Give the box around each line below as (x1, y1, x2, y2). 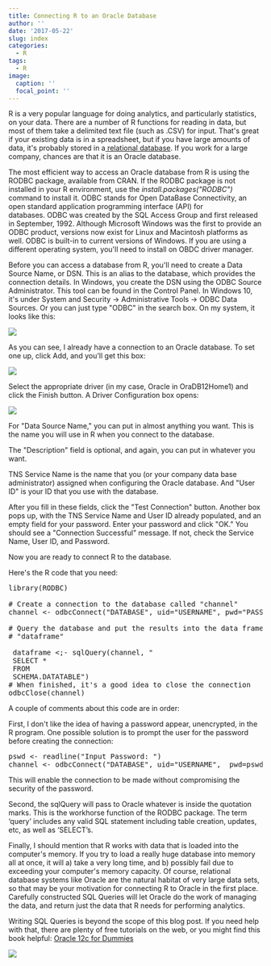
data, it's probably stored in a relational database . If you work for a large (8, 143, 248, 153)
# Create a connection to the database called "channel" (8, 600, 239, 609)
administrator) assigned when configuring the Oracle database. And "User (8, 478, 256, 488)
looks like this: (8, 312, 56, 321)
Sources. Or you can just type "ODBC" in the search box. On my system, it (8, 303, 256, 313)
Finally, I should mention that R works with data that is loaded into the (8, 841, 240, 851)
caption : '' (15, 79, 56, 87)
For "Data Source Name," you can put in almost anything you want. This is (8, 421, 254, 431)
